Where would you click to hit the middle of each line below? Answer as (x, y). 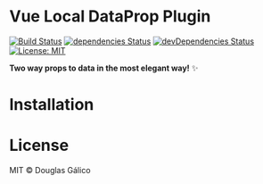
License (39, 146)
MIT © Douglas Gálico (50, 171)
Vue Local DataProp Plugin (110, 17)
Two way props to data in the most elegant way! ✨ (104, 68)
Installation (52, 105)
